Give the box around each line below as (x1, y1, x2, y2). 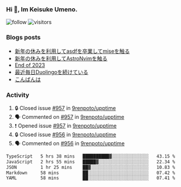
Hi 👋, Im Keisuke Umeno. (6, 5, 78, 14)
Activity (6, 91, 29, 99)
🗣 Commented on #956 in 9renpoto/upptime (14, 139, 125, 146)
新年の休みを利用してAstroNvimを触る (14, 55, 108, 62)
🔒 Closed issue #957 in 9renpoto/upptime (14, 104, 116, 111)
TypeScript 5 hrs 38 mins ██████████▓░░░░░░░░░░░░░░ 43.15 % (6, 153, 176, 159)
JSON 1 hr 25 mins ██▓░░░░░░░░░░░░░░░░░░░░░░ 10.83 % (6, 164, 176, 170)
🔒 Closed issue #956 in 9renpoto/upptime (14, 131, 117, 138)
